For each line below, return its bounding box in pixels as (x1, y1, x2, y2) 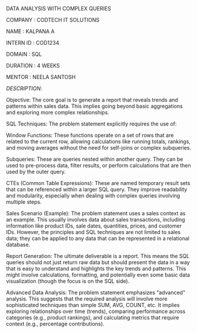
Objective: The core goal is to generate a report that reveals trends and (6, 97, 178, 103)
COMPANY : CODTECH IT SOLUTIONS (6, 17, 100, 23)
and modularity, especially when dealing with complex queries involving (6, 192, 181, 199)
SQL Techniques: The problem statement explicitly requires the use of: (6, 120, 177, 127)
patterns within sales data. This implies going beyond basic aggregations (6, 103, 183, 110)
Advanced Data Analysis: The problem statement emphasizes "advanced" (6, 289, 186, 296)
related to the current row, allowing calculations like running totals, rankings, (6, 138, 191, 145)
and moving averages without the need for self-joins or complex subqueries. (6, 144, 192, 151)
